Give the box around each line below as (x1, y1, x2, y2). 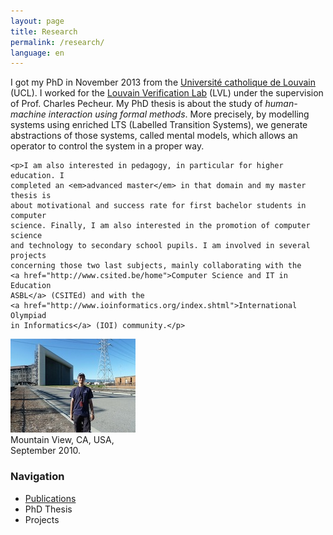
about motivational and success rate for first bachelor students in (10, 201, 307, 211)
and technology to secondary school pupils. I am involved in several (10, 241, 311, 251)
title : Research (10, 26, 78, 37)
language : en (10, 48, 65, 58)
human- (264, 98, 298, 110)
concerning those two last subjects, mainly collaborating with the (10, 261, 302, 271)
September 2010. (10, 445, 82, 457)
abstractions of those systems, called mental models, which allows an (10, 130, 298, 142)
